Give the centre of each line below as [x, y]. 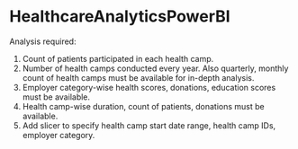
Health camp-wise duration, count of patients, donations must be [143, 106]
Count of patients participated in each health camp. [118, 58]
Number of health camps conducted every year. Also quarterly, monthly [155, 68]
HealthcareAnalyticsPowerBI [120, 17]
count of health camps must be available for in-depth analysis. [138, 77]
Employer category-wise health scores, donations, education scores [149, 87]
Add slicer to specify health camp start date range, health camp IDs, [149, 125]
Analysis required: [43, 41]
